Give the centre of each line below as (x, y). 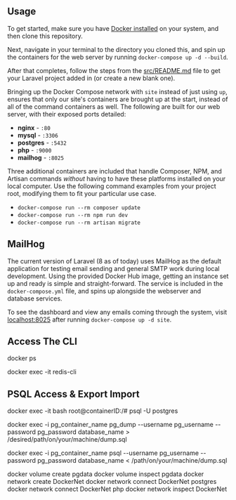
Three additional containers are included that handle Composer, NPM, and (115, 171)
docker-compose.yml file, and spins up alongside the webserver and (104, 291)
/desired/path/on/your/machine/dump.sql (67, 440)
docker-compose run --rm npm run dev (73, 215)
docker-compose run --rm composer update (79, 208)
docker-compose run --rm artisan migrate (79, 223)
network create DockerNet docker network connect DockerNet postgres (112, 482)
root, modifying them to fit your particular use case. (82, 193)
